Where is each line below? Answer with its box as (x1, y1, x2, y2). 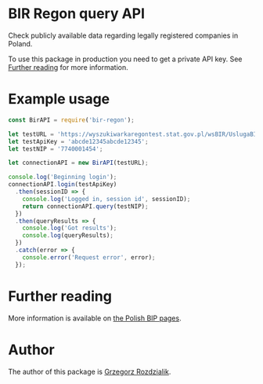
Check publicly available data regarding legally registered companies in (8, 31, 239, 40)
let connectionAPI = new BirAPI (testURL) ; (8, 159, 149, 167)
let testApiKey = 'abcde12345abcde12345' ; (8, 137, 149, 145)
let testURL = (8, 130, 55, 138)
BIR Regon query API (8, 5, 146, 23)
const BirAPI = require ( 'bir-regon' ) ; (8, 115, 135, 124)
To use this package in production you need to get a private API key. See (8, 54, 243, 64)
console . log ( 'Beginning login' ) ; (8, 174, 117, 181)
